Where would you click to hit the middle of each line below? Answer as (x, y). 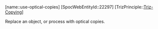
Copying (14, 12)
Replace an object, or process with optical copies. (55, 22)
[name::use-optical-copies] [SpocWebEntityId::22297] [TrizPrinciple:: (74, 7)
